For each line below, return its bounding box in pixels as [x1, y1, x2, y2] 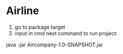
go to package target [14, 23, 66, 31]
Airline [6, 4, 39, 18]
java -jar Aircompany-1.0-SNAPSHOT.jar [6, 41, 104, 48]
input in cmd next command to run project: [14, 29, 118, 36]
